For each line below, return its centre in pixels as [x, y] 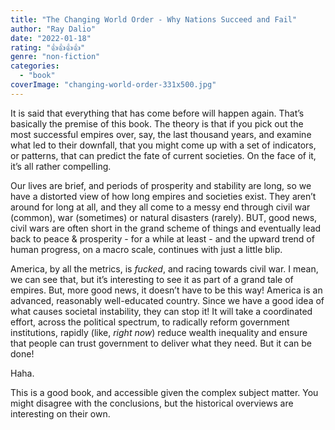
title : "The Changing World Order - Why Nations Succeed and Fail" [154, 19]
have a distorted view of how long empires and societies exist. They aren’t [163, 196]
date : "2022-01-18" [51, 38]
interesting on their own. [60, 413]
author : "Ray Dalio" [53, 29]
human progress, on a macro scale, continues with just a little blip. [146, 249]
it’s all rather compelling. [61, 166]
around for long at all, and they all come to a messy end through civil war [160, 207]
